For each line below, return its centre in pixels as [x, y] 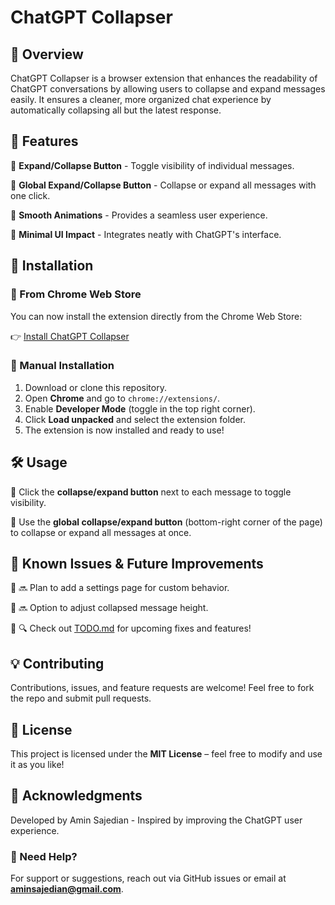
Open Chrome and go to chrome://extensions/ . [122, 398]
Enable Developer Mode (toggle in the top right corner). [140, 408]
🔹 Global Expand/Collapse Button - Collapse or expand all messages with [163, 185]
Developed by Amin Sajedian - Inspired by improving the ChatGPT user [156, 820]
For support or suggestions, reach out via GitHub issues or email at [148, 878]
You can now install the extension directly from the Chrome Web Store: [156, 316]
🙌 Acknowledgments [76, 796]
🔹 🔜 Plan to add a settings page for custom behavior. [120, 588]
